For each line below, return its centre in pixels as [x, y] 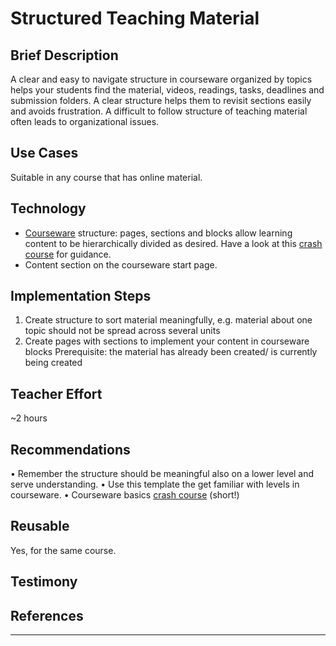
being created [53, 363]
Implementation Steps [81, 296]
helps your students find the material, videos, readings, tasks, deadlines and [167, 90]
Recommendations [70, 449]
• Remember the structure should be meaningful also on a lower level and [162, 474]
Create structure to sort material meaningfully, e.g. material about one [168, 320]
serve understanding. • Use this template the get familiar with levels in [155, 484]
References [47, 615]
